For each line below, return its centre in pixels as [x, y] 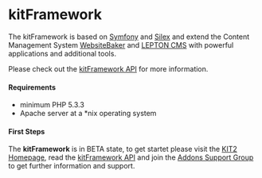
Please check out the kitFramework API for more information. [108, 68]
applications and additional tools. [63, 53]
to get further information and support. [72, 166]
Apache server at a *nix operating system [88, 114]
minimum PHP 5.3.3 [52, 105]
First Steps [27, 131]
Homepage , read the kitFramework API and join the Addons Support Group [131, 157]
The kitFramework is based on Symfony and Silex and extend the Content [129, 37]
